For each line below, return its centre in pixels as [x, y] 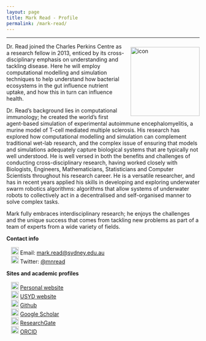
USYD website [38, 297]
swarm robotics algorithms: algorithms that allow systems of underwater [98, 189]
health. [15, 99]
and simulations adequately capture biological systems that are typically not [102, 150]
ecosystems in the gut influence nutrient [57, 86]
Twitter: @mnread [43, 262]
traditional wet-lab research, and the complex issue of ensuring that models [102, 143]
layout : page [23, 12]
